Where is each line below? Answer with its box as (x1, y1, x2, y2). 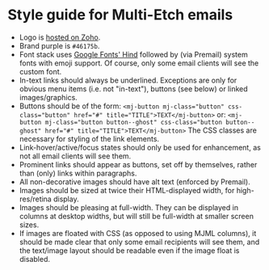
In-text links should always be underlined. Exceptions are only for (19, 75, 237, 85)
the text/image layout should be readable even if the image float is (19, 245, 240, 255)
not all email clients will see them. (19, 151, 132, 161)
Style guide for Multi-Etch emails (7, 6, 233, 24)
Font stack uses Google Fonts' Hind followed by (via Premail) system (19, 49, 248, 59)
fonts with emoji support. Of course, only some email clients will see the (19, 58, 259, 68)
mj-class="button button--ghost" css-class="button (44, 118, 223, 126)
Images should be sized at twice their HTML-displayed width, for (19, 185, 235, 195)
